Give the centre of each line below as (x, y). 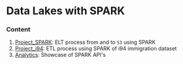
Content (19, 30)
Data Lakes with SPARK (65, 11)
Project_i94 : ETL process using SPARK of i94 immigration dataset (96, 49)
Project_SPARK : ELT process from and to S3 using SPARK (85, 42)
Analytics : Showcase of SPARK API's (60, 55)
